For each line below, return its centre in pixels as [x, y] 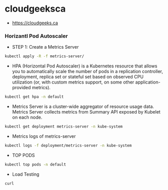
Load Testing [26, 174]
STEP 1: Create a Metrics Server [45, 47]
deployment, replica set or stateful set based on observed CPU [78, 77]
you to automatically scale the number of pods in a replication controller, [88, 71]
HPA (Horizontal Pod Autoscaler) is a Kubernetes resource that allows [85, 66]
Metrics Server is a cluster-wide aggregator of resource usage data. [83, 106]
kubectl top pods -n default [35, 164]
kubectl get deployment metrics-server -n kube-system [64, 126]
